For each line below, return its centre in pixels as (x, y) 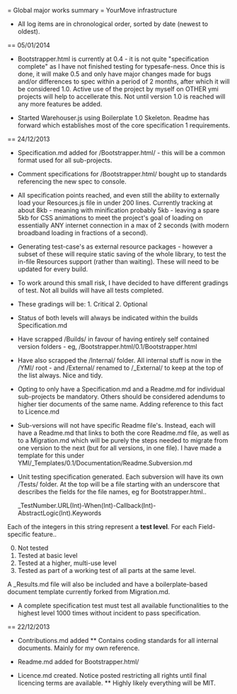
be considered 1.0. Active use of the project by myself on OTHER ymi (118, 89)
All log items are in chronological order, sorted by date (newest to (113, 24)
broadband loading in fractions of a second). (83, 233)
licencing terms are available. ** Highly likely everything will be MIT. (116, 683)
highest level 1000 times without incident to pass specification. (109, 613)
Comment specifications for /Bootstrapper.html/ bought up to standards (122, 174)
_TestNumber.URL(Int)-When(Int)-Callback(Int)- (87, 505)
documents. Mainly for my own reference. (79, 648)
